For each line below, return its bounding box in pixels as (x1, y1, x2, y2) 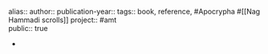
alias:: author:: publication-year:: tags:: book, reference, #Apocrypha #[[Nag (8, 7, 261, 16)
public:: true (8, 24, 48, 33)
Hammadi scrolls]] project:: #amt (8, 15, 117, 25)
